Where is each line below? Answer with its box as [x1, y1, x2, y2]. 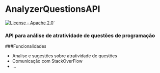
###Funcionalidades [5, 43, 47, 49]
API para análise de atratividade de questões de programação [5, 32, 156, 39]
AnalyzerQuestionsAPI [5, 3, 101, 15]
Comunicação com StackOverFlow [12, 58, 82, 64]
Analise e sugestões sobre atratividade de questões [12, 53, 117, 59]
